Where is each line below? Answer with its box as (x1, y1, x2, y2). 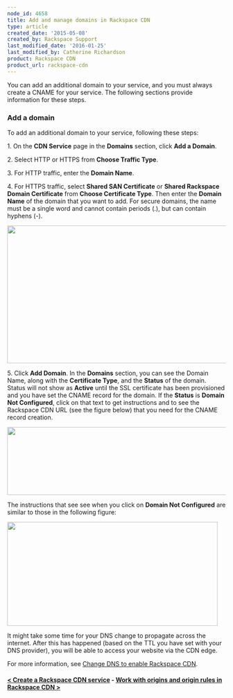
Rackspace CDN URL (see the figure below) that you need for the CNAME (7, 405, 218, 414)
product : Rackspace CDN (7, 55, 76, 62)
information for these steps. (7, 95, 87, 104)
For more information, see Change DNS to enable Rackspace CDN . (7, 659, 198, 668)
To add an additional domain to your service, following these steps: (7, 128, 199, 137)
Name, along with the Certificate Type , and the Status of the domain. (7, 376, 207, 385)
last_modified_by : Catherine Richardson (7, 49, 126, 56)
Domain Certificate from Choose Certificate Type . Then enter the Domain (7, 189, 222, 198)
